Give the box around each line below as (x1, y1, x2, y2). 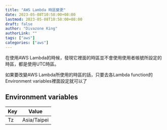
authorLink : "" (5, 31, 37, 36)
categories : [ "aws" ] (5, 40, 49, 45)
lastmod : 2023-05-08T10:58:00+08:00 (5, 17, 82, 22)
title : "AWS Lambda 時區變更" (5, 7, 66, 13)
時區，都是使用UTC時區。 (5, 61, 59, 67)
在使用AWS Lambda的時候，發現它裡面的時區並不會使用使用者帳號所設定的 (5, 54, 162, 60)
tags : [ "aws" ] (5, 36, 35, 41)
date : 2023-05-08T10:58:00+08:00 (5, 12, 76, 17)
